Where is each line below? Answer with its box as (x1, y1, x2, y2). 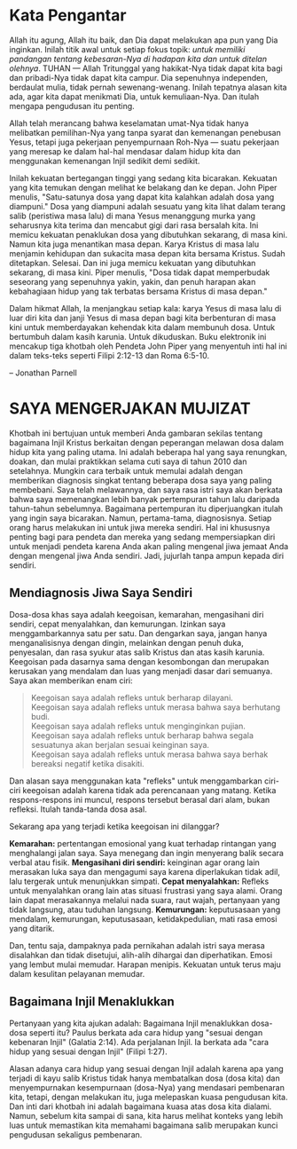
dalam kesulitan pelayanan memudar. (9, 968, 145, 979)
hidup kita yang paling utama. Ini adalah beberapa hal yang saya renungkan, (9, 446, 288, 457)
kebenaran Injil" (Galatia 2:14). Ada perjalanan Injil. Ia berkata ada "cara (9, 1036, 269, 1047)
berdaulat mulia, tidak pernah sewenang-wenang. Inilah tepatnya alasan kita (9, 82, 287, 92)
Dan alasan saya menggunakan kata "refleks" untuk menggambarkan (9, 775, 263, 786)
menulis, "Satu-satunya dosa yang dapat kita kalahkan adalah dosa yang (9, 192, 275, 202)
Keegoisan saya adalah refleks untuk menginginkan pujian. (30, 720, 246, 731)
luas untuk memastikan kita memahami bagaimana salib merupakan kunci (9, 1120, 278, 1130)
